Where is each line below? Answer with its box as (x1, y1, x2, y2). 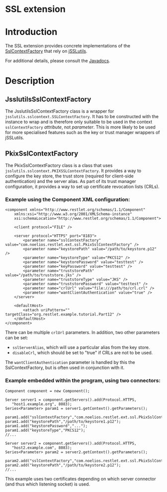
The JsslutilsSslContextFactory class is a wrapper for (5, 108, 114, 114)
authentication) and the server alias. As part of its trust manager (5, 178, 137, 184)
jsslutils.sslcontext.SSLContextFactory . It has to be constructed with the (5, 114, 159, 120)
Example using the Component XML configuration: (5, 196, 130, 203)
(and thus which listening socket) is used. (5, 481, 90, 487)
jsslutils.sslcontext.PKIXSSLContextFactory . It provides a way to (5, 167, 142, 173)
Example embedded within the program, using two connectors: (5, 377, 161, 384)
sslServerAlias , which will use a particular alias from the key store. (12, 344, 150, 350)
